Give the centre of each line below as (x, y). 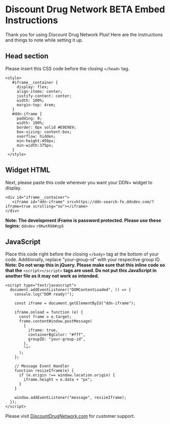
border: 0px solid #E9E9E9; (46, 127)
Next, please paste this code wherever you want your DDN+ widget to (79, 182)
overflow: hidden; (36, 136)
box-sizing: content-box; (44, 132)
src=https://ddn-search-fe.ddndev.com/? (111, 202)
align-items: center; (40, 91)
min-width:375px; (35, 145)
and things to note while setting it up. (44, 40)
